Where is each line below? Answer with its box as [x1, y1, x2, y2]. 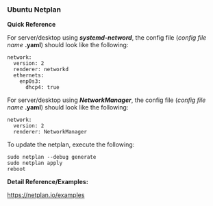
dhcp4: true [25, 84, 60, 91]
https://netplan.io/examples [7, 191, 85, 199]
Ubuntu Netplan [7, 5, 62, 14]
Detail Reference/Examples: [7, 178, 89, 186]
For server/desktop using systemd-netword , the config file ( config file [7, 34, 207, 42]
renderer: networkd [13, 66, 69, 73]
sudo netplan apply [7, 159, 63, 167]
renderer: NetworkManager [13, 129, 88, 136]
